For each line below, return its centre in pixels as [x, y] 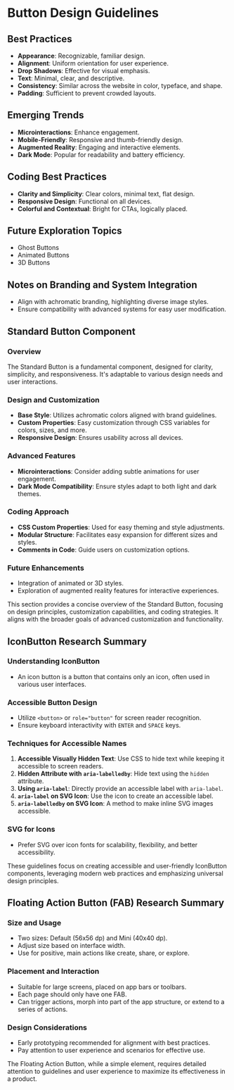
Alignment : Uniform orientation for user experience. [93, 63]
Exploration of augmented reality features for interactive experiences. [118, 591]
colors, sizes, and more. [52, 430]
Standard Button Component [71, 331]
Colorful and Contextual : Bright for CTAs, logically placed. [103, 208]
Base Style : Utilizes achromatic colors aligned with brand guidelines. [117, 415]
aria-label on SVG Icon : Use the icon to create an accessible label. [115, 796]
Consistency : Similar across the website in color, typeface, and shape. [120, 85]
